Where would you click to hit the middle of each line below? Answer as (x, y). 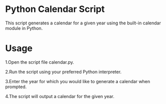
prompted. (16, 87)
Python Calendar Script (55, 9)
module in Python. (24, 28)
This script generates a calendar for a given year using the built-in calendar (83, 23)
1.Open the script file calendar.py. (40, 62)
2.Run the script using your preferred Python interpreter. (63, 72)
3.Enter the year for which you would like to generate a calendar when (78, 81)
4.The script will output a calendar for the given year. (60, 96)
